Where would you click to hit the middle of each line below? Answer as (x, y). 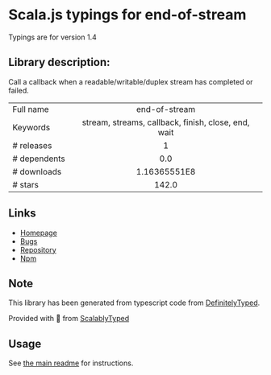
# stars (25, 184)
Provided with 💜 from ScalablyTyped (69, 319)
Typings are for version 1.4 (52, 37)
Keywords (31, 127)
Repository (38, 249)
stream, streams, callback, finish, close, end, (166, 122)
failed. (19, 90)
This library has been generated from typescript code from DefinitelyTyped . (134, 303)
